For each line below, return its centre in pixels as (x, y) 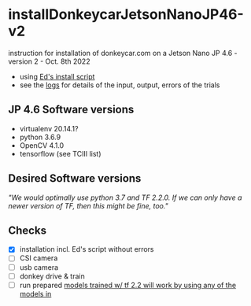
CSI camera (39, 258)
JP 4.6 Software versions (71, 110)
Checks (28, 230)
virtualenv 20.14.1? (49, 128)
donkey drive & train (52, 276)
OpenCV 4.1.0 (42, 145)
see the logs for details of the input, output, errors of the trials (120, 85)
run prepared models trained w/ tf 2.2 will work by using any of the (128, 285)
